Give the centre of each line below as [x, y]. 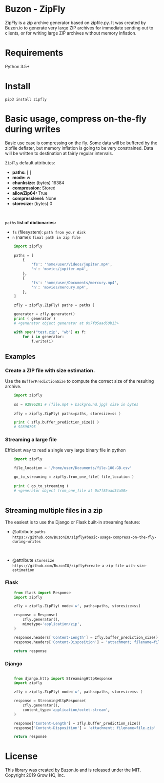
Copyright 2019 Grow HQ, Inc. [35, 775]
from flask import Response [42, 593]
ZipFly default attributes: [30, 162]
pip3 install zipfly [26, 99]
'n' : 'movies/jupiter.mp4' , [60, 269]
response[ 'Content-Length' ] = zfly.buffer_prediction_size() [77, 723]
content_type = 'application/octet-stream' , [66, 710]
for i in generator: [43, 337]
